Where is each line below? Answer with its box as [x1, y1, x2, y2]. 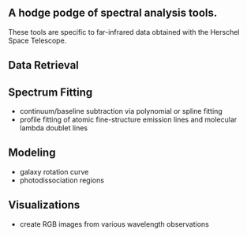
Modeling [8, 146, 56, 160]
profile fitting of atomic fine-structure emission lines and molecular [19, 115, 238, 125]
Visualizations [8, 198, 80, 212]
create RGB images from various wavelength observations [19, 219, 209, 228]
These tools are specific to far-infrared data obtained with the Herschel [8, 27, 240, 36]
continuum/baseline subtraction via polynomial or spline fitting [19, 107, 223, 116]
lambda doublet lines [19, 123, 88, 133]
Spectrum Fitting [8, 85, 93, 99]
